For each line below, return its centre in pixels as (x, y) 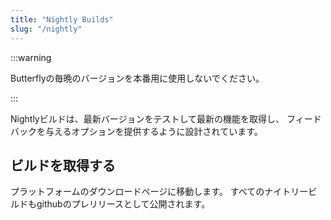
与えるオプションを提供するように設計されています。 (153, 131)
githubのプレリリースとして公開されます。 (123, 204)
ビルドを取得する (63, 165)
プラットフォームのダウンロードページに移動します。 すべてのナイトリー (159, 192)
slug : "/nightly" (46, 29)
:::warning (31, 57)
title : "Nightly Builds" (62, 19)
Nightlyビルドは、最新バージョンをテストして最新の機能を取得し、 (147, 118)
